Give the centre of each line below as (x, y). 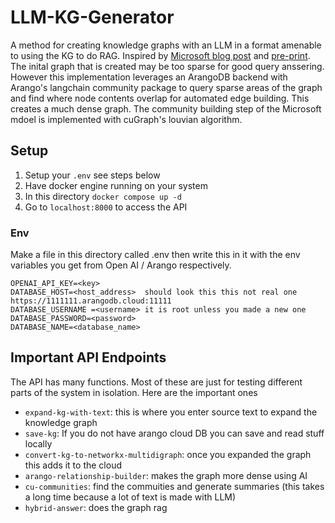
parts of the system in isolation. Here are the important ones (134, 392)
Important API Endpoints (88, 357)
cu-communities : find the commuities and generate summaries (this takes (174, 486)
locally (38, 443)
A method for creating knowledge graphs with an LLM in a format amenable (166, 45)
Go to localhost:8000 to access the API (106, 207)
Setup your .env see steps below (92, 175)
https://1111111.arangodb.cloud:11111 (91, 301)
